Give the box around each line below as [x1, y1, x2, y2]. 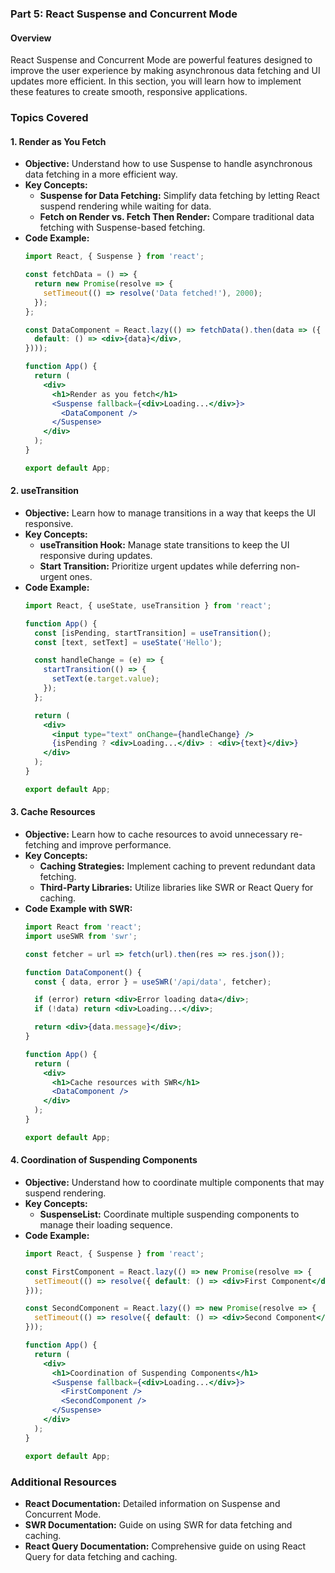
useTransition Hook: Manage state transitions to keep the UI [39, 538, 290, 551]
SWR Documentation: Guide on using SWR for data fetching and [24, 1518, 293, 1531]
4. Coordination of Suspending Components [10, 1154, 198, 1166]
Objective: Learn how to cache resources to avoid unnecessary [24, 828, 288, 841]
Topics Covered [10, 111, 89, 125]
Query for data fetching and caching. [24, 1550, 178, 1562]
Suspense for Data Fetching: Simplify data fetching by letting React [39, 190, 320, 202]
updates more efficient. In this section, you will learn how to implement [10, 75, 302, 87]
